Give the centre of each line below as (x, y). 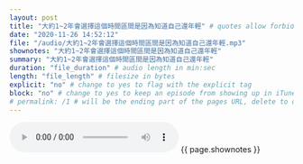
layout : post (34, 18)
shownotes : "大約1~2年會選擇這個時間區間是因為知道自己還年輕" (116, 51)
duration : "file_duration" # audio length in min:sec (113, 68)
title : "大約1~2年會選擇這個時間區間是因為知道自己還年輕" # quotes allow (138, 26)
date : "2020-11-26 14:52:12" (64, 34)
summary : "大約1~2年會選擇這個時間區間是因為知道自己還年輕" (111, 59)
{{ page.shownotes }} (220, 150)
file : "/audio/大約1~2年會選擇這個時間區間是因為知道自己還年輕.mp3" (128, 43)
